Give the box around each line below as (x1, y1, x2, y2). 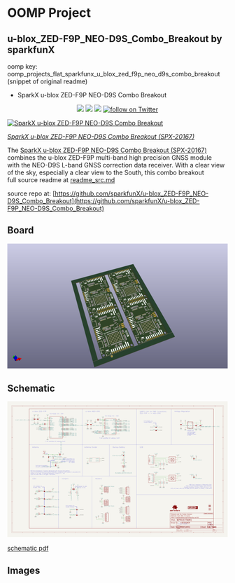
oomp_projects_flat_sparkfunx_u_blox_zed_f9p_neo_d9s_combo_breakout (7, 70, 220, 78)
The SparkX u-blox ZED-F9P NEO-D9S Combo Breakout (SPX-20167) (7, 146, 208, 154)
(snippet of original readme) (7, 77, 88, 85)
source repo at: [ (7, 189, 55, 198)
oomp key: (7, 62, 38, 71)
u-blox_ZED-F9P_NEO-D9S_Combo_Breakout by (7, 33, 222, 45)
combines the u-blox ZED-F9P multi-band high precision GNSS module (7, 153, 212, 162)
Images (7, 564, 41, 576)
